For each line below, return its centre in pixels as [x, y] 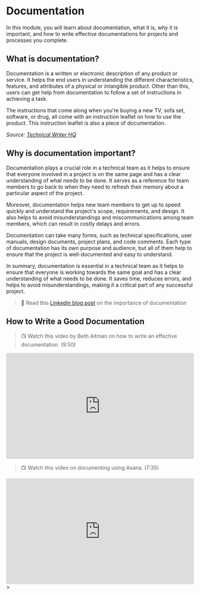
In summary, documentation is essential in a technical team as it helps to [95, 266]
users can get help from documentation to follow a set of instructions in [94, 92]
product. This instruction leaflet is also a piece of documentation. [86, 123]
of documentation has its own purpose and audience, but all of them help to [99, 248]
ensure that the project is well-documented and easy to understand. [90, 254]
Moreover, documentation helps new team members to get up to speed [93, 205]
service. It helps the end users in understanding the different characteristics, [100, 79]
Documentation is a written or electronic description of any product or [92, 73]
